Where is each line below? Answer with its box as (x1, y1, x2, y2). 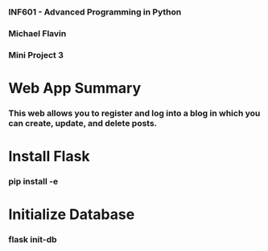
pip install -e (8, 176, 59, 187)
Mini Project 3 (8, 49, 64, 60)
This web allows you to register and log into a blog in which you (8, 107, 261, 119)
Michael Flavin (8, 27, 67, 38)
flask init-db (8, 234, 58, 245)
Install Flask (8, 148, 90, 166)
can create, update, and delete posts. (8, 117, 158, 128)
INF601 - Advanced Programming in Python (8, 6, 182, 18)
